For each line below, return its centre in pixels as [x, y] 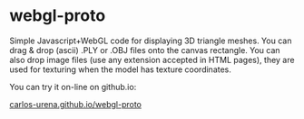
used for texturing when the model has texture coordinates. [120, 69]
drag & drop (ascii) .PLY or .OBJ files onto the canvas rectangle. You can [145, 50]
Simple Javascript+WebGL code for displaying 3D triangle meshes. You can [151, 41]
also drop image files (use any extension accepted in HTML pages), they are [152, 59]
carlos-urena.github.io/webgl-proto [76, 104]
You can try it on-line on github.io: [73, 87]
